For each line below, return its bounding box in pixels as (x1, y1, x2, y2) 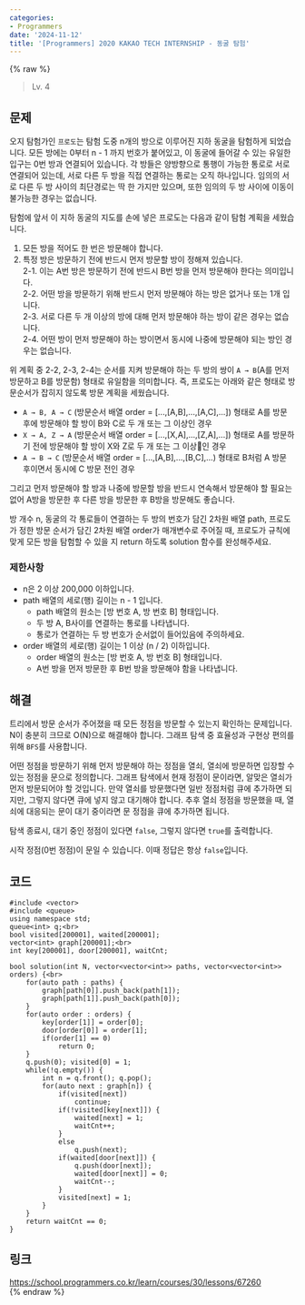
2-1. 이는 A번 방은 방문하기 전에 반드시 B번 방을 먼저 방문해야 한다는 (22, 266, 263, 277)
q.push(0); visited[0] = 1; (25, 1057, 132, 1067)
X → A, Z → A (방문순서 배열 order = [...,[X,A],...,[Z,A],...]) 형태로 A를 (22, 430, 271, 440)
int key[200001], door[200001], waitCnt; (9, 946, 169, 956)
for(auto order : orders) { (25, 1009, 132, 1019)
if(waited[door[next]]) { (57, 1153, 156, 1162)
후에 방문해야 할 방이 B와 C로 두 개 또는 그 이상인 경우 (22, 418, 212, 429)
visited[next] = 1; (57, 1193, 132, 1202)
